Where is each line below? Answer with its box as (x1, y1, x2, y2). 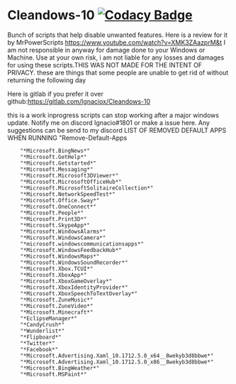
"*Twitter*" (20, 339, 55, 347)
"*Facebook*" (20, 346, 59, 353)
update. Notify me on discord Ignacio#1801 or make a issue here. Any (7, 118, 210, 127)
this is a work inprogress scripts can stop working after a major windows (7, 111, 220, 119)
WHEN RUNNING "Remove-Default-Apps (7, 133, 128, 142)
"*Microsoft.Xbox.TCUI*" (20, 265, 94, 273)
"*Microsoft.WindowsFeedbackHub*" (20, 246, 122, 253)
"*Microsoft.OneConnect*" (20, 203, 97, 210)
